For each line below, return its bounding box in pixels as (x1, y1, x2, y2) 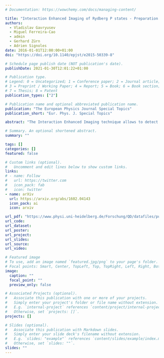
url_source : (5, 241, 29, 246)
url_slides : (5, 237, 29, 242)
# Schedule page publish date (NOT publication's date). (5, 61, 123, 66)
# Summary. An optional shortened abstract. (5, 128, 97, 134)
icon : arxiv (9, 205, 34, 211)
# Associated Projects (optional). (5, 291, 78, 296)
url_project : (5, 232, 32, 238)
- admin (9, 34, 25, 39)
